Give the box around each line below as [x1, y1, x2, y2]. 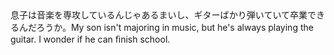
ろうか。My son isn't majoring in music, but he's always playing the [36, 22, 314, 33]
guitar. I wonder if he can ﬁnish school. [10, 33, 171, 45]
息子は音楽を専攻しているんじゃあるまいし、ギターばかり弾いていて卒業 [10, 9, 308, 21]
